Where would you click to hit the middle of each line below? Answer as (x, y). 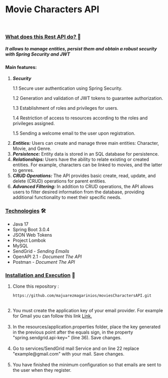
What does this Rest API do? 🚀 (43, 37)
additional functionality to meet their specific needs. (67, 197)
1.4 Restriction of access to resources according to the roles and (80, 118)
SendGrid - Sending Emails (41, 251)
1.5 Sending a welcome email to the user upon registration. (74, 133)
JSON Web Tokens (32, 235)
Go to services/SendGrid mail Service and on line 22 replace (76, 348)
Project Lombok (29, 240)
